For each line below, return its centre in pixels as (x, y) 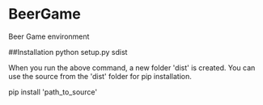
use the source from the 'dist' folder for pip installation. (100, 76)
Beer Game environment (49, 36)
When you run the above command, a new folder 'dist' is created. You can (132, 67)
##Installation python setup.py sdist (68, 52)
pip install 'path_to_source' (53, 92)
